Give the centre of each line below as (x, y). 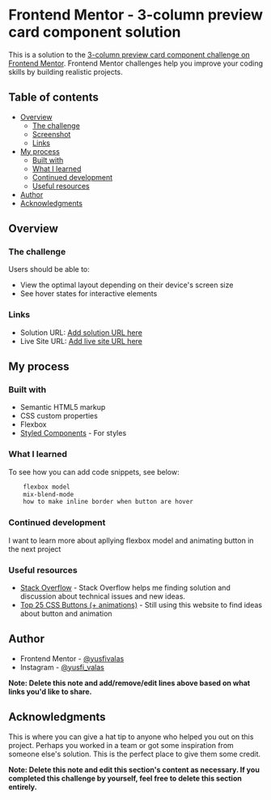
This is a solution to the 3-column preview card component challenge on (129, 54)
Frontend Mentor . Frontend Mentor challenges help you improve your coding (136, 63)
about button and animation (66, 613)
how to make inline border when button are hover (108, 502)
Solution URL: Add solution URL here (81, 332)
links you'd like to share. (50, 691)
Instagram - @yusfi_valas (62, 667)
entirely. (23, 787)
